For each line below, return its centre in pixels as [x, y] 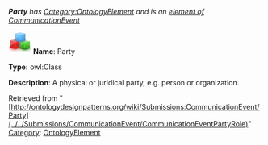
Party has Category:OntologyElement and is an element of [106, 12]
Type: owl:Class [35, 67]
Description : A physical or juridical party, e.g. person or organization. [124, 83]
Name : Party [54, 51]
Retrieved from [33, 98]
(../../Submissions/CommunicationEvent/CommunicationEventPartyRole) [128, 124]
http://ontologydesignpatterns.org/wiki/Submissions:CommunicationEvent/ [135, 107]
